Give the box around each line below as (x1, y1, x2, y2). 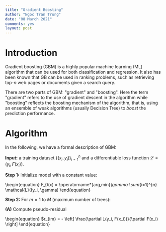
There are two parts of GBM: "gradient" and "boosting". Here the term (5, 89, 149, 95)
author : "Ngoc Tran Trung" (5, 12, 61, 17)
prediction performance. (5, 111, 55, 116)
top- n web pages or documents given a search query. (5, 80, 116, 86)
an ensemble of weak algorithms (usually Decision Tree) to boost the (5, 105, 146, 111)
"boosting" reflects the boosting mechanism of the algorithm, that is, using (5, 100, 158, 106)
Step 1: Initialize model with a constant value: (5, 172, 97, 178)
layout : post (5, 26, 32, 31)
